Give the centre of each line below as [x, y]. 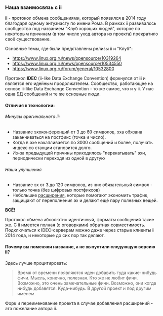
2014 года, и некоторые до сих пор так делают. [55, 236]
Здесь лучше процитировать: [36, 263]
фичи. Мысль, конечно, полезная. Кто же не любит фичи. [78, 277]
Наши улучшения [23, 169]
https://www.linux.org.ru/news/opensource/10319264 [67, 58]
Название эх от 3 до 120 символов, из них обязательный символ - [82, 185]
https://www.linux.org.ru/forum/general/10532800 [63, 69]
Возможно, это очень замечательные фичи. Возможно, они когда [87, 283]
